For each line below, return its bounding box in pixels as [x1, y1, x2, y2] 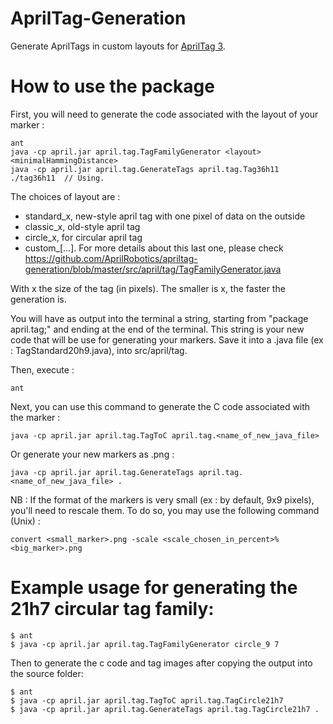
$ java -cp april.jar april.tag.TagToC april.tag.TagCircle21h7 [10, 695, 284, 706]
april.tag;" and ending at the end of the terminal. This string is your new [10, 323, 305, 335]
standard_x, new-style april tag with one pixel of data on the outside [24, 210, 306, 222]
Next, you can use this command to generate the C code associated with [10, 400, 311, 412]
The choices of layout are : [10, 190, 121, 202]
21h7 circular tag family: [10, 598, 215, 621]
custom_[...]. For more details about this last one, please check [24, 242, 284, 254]
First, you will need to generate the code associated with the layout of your [10, 108, 319, 120]
